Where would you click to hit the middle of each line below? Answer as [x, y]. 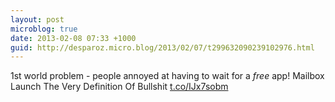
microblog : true [44, 29]
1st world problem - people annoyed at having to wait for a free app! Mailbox [167, 76]
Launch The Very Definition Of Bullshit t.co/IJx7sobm [119, 87]
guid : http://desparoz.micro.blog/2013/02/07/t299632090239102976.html [162, 47]
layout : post [37, 19]
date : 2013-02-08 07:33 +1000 [73, 38]
